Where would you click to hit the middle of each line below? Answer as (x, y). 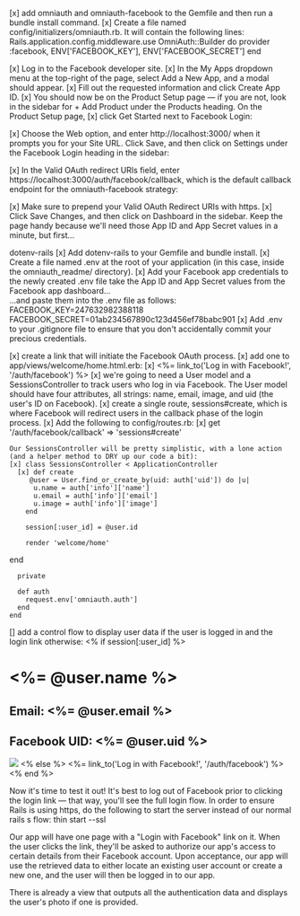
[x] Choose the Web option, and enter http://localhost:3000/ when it (135, 133)
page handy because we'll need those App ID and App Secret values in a (144, 225)
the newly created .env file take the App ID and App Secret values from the (147, 281)
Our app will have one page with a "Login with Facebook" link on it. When (145, 837)
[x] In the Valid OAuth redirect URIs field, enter (95, 170)
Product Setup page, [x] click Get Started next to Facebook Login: (131, 116)
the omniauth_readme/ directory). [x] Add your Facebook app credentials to (149, 272)
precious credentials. (48, 339)
